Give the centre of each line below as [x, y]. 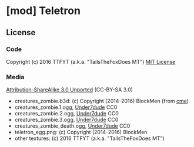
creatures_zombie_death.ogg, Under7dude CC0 [72, 126]
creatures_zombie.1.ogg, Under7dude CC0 [66, 107]
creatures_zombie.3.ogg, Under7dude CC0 [66, 120]
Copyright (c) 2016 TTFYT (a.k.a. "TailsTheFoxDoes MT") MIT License [91, 61]
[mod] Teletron [44, 11]
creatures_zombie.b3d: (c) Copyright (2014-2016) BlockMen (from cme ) [102, 101]
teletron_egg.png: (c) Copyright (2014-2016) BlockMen [81, 132]
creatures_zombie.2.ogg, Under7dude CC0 [67, 114]
